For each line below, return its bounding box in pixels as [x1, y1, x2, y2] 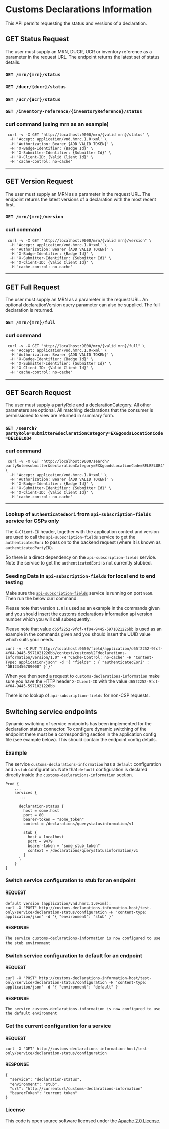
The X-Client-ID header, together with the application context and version [5, 529, 159, 535]
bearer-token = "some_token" [23, 817, 84, 822]
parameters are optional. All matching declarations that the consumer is [5, 407, 153, 413]
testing [5, 579, 23, 586]
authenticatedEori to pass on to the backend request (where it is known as [5, 539, 161, 545]
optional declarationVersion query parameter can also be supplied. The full [5, 302, 160, 308]
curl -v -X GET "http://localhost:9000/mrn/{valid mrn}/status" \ [7, 132, 150, 137]
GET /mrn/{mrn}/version [5, 214, 64, 220]
